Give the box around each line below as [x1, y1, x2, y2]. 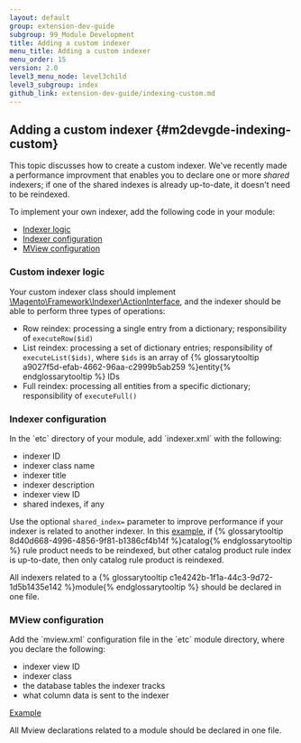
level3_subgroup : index [9, 80, 99, 89]
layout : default [9, 13, 70, 23]
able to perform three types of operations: [9, 305, 166, 316]
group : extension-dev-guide [9, 22, 115, 31]
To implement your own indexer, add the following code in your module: [9, 207, 276, 218]
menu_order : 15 [9, 55, 67, 64]
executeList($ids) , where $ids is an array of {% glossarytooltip [22, 351, 260, 362]
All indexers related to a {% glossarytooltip [9, 571, 169, 582]
